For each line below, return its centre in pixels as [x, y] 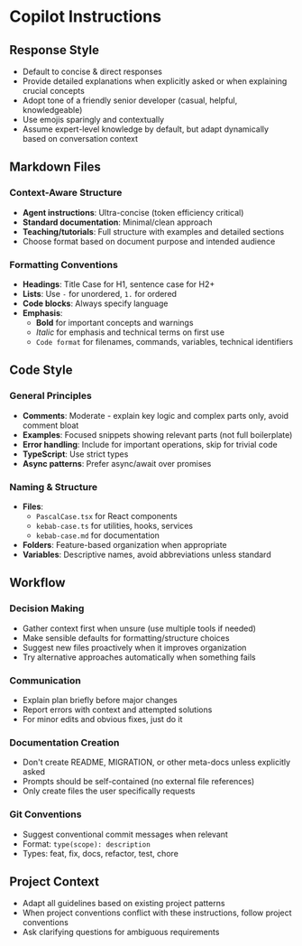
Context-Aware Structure [66, 193]
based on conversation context [80, 139]
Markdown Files [55, 167]
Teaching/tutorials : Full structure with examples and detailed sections [153, 231]
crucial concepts [54, 91]
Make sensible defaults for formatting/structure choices [126, 637]
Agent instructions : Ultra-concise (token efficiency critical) [133, 212]
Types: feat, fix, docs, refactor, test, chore [100, 853]
